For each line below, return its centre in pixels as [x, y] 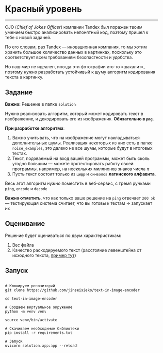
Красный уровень [44, 9]
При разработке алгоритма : [35, 128]
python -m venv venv [26, 312]
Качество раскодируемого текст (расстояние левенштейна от [77, 250]
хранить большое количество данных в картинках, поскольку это [73, 52]
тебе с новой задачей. [28, 37]
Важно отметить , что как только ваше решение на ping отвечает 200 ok [80, 198]
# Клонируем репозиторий [30, 286]
